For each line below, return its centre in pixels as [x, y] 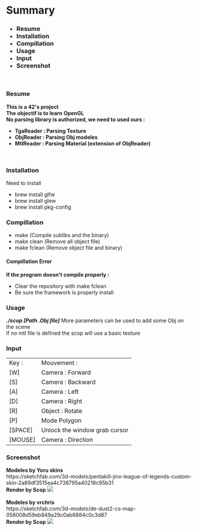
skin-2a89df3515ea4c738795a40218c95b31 [60, 483]
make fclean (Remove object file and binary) [69, 248]
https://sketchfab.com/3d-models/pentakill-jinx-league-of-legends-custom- [99, 477]
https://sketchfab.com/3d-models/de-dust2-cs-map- [71, 509]
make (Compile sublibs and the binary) [62, 235]
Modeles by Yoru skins [35, 470]
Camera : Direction [67, 440]
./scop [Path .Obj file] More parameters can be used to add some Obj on [95, 320]
